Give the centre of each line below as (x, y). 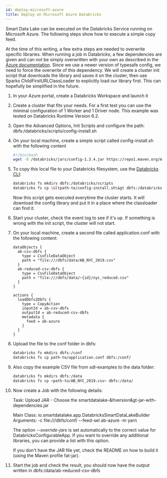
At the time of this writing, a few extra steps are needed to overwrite (76, 49)
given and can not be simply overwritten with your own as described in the (82, 59)
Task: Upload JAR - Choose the (45, 400)
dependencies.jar (31, 405)
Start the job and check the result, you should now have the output (81, 465)
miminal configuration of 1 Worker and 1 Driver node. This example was (85, 111)
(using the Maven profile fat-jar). (46, 455)
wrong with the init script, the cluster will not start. (64, 223)
